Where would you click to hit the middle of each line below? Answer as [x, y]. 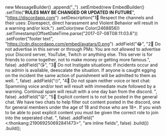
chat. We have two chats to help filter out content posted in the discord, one [83, 102]
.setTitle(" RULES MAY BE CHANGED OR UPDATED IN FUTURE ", [70, 12]
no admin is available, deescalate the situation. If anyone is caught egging [81, 70]
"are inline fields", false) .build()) [116, 123]
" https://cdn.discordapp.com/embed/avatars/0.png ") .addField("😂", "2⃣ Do [83, 44]
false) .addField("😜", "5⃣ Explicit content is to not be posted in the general [81, 97]
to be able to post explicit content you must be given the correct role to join [82, 113]
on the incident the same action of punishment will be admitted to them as [81, 75]
